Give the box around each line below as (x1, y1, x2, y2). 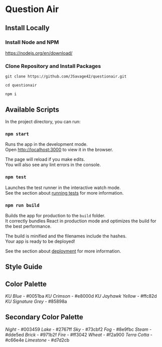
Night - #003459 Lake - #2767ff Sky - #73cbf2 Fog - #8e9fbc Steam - (5, 326, 152, 332)
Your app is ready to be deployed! (5, 238, 75, 244)
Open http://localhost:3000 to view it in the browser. (5, 147, 113, 153)
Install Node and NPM (5, 39, 59, 46)
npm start (5, 131, 29, 137)
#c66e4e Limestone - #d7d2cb (5, 337, 70, 343)
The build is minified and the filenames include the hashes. (5, 233, 127, 239)
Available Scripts (5, 105, 59, 114)
